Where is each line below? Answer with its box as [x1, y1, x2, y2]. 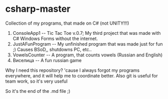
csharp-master [5, 3, 70, 15]
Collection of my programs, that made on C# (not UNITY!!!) [5, 20, 129, 26]
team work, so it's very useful [5, 78, 68, 84]
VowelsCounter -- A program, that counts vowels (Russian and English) [12, 52, 163, 58]
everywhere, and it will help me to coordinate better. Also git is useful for [5, 72, 158, 78]
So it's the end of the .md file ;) [5, 88, 70, 94]
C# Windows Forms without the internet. [12, 35, 98, 42]
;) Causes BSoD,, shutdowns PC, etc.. [12, 46, 92, 52]
